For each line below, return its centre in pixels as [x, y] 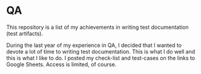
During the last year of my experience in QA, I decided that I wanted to [94, 45]
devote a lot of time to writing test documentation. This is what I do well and [101, 51]
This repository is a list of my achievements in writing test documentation [97, 27]
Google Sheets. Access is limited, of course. [61, 64]
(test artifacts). [25, 33]
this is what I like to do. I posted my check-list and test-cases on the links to [101, 58]
